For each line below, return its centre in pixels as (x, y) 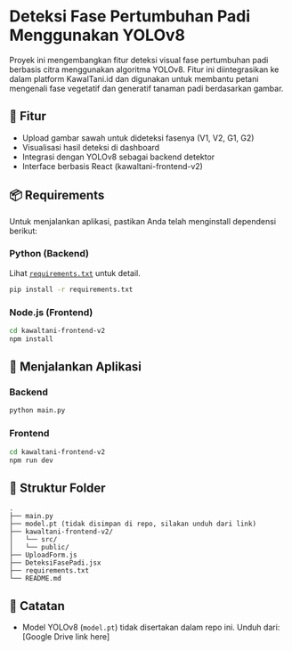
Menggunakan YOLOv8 (97, 35)
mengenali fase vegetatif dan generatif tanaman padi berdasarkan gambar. (146, 88)
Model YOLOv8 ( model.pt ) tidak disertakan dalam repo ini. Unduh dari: (151, 627)
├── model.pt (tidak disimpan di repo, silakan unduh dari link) (133, 524)
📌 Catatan (37, 606)
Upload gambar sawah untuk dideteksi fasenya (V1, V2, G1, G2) (138, 138)
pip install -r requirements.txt (71, 289)
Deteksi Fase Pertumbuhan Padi (130, 16)
